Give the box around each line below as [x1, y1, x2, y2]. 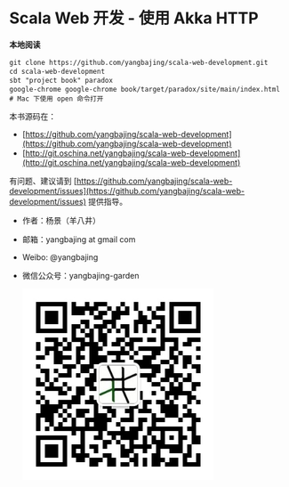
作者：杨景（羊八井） [21, 215, 100, 225]
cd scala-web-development [9, 67, 105, 76]
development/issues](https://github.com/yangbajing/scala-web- [9, 185, 245, 196]
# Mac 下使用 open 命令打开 [9, 94, 104, 103]
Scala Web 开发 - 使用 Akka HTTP [9, 8, 260, 28]
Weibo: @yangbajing [21, 251, 99, 263]
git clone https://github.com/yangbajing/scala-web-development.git [9, 58, 269, 67]
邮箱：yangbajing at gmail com [21, 233, 136, 245]
